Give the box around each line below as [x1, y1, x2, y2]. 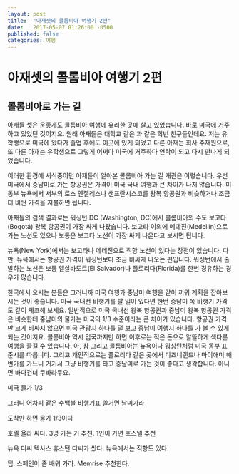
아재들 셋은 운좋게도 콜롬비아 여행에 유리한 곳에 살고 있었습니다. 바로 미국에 [7, 120, 217, 129]
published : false [7, 30, 59, 38]
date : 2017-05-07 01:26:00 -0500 [7, 24, 113, 31]
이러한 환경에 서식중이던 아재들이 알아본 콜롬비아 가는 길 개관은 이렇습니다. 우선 [7, 172, 228, 180]
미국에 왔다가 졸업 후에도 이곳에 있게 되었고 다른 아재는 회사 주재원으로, [31, 138, 230, 147]
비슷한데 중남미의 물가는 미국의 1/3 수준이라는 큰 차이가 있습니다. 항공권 [14, 315, 214, 324]
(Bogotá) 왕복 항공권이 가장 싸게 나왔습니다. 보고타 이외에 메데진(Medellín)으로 [7, 222, 228, 231]
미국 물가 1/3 [7, 383, 43, 392]
